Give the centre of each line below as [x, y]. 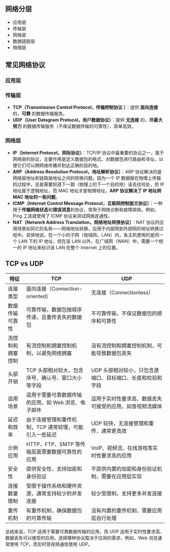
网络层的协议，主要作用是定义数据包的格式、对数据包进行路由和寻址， [86, 159]
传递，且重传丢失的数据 [54, 317]
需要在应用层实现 [121, 476]
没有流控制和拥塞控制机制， [124, 345]
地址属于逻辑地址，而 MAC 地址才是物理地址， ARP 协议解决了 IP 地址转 [87, 191]
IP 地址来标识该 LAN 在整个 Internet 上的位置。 [71, 247]
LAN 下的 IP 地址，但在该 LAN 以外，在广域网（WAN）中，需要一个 [89, 241]
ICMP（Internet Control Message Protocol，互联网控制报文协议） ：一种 [88, 203]
